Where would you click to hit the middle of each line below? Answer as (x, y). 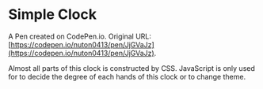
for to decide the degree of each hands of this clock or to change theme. (127, 76)
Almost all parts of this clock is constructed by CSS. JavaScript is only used (132, 68)
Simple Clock (53, 15)
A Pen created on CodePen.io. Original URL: (80, 36)
